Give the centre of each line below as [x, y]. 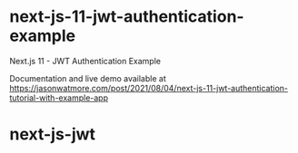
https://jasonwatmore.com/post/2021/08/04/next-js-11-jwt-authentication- [149, 88]
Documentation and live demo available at [88, 78]
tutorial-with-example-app [59, 98]
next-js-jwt [53, 134]
